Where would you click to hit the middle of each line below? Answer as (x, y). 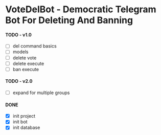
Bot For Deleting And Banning (69, 20)
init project (24, 116)
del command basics (35, 46)
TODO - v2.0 (19, 81)
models (20, 52)
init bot (20, 122)
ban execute (26, 69)
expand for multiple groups (41, 93)
